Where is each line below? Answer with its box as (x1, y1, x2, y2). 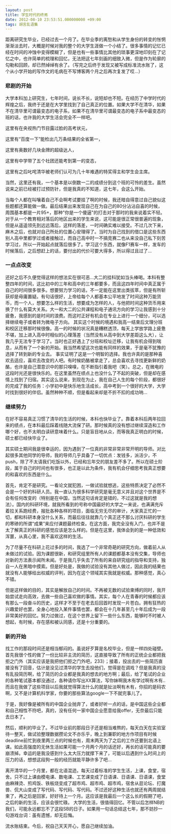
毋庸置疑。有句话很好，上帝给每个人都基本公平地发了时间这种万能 (18, 293, 157, 299)
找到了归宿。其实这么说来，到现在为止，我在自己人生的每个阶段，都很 (14, 376, 161, 382)
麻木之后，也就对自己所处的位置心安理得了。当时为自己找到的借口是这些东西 (5, 228, 166, 235)
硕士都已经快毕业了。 (5, 435, 50, 441)
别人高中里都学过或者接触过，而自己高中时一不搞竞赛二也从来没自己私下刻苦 (5, 235, 166, 241)
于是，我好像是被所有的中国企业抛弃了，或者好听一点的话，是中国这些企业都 (5, 701, 166, 707)
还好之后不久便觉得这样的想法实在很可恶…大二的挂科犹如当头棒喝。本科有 (5, 274, 161, 280)
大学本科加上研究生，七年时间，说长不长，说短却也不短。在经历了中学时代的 (5, 95, 166, 101)
